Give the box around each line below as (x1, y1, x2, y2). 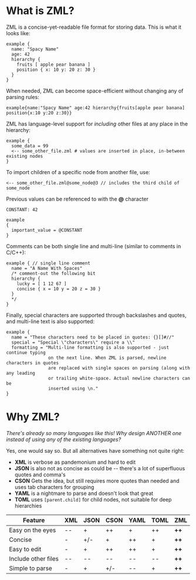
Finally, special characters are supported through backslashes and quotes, (6, 311, 187, 318)
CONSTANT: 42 (6, 206, 38, 212)
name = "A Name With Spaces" (11, 265, 83, 271)
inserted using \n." (48, 385, 99, 391)
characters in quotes (6, 359, 59, 366)
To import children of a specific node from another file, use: (6, 168, 151, 175)
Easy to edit (9, 545, 42, 553)
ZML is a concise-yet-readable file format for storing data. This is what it (6, 23, 182, 30)
